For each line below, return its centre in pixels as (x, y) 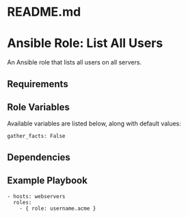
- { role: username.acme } (58, 208)
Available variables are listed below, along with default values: (94, 123)
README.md (44, 12)
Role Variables (38, 107)
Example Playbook (47, 181)
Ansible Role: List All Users (85, 44)
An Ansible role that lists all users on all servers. (75, 62)
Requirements (38, 84)
